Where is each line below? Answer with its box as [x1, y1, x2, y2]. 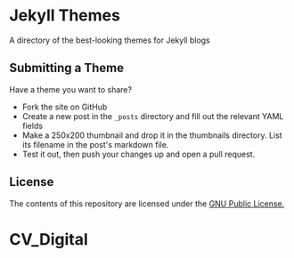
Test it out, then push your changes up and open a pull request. [21, 149, 256, 159]
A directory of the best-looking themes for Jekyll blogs [9, 35, 211, 45]
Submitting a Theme [9, 60, 125, 76]
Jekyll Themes [9, 5, 120, 26]
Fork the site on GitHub [21, 101, 108, 112]
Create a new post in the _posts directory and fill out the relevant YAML [21, 110, 284, 121]
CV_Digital [9, 229, 88, 249]
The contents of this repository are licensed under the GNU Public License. [9, 198, 285, 209]
